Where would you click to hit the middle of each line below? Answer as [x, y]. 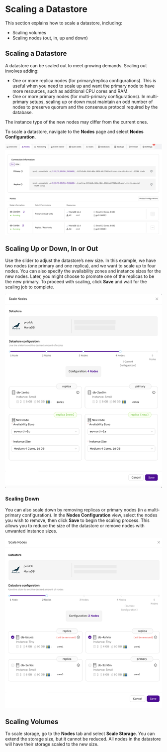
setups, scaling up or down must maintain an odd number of [91, 102]
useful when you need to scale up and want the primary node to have [83, 86]
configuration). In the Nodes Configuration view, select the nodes [90, 515]
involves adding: [22, 71]
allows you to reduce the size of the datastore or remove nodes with [75, 525]
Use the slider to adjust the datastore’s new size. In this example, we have [81, 260]
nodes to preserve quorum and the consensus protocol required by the [85, 107]
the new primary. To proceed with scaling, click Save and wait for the [76, 282]
